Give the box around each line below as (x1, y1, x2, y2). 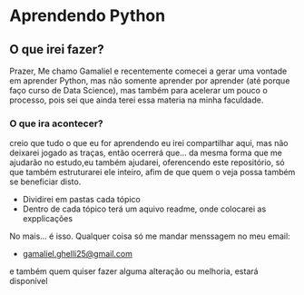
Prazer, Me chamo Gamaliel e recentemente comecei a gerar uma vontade (9, 65, 288, 76)
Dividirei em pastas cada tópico (22, 194, 141, 205)
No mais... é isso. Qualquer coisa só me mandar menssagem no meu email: (9, 231, 290, 241)
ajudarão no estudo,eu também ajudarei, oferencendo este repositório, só (9, 157, 286, 168)
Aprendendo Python (9, 5, 166, 26)
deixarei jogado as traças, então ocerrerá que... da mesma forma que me (9, 147, 283, 159)
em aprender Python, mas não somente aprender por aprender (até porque (9, 75, 290, 86)
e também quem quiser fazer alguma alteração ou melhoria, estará (9, 266, 259, 277)
